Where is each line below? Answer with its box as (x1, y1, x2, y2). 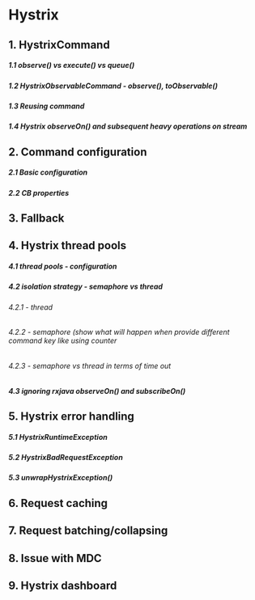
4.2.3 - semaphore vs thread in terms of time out (8, 361, 172, 370)
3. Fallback (8, 212, 65, 226)
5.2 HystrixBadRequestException (8, 452, 123, 462)
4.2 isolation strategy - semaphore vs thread (8, 281, 164, 292)
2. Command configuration (8, 145, 147, 158)
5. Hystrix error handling (8, 410, 135, 423)
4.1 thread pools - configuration (8, 261, 117, 272)
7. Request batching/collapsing (8, 524, 168, 538)
